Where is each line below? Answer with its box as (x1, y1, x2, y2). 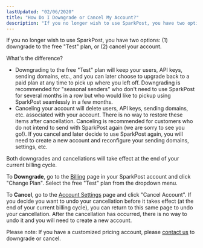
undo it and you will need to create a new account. (6, 217, 132, 224)
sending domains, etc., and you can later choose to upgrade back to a (14, 73, 190, 80)
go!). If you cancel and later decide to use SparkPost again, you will (14, 130, 183, 138)
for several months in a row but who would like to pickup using (14, 92, 171, 100)
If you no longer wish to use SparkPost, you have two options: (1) (6, 37, 168, 44)
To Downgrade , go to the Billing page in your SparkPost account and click (6, 173, 191, 180)
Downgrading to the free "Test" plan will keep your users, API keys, (14, 66, 183, 74)
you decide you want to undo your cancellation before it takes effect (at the (6, 197, 194, 205)
